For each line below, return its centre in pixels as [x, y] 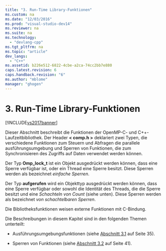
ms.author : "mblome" [27, 79]
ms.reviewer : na [22, 28]
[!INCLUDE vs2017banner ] [32, 122]
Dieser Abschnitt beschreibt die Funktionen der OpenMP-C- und [71, 132]
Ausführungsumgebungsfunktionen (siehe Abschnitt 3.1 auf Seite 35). [83, 234]
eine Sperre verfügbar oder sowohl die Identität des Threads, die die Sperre [83, 189]
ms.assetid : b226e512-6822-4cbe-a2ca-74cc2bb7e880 [59, 65]
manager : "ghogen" [24, 84]
